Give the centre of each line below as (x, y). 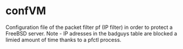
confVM (26, 11)
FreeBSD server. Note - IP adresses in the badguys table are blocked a (91, 33)
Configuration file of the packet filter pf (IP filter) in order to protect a (89, 27)
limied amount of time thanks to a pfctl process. (63, 40)
